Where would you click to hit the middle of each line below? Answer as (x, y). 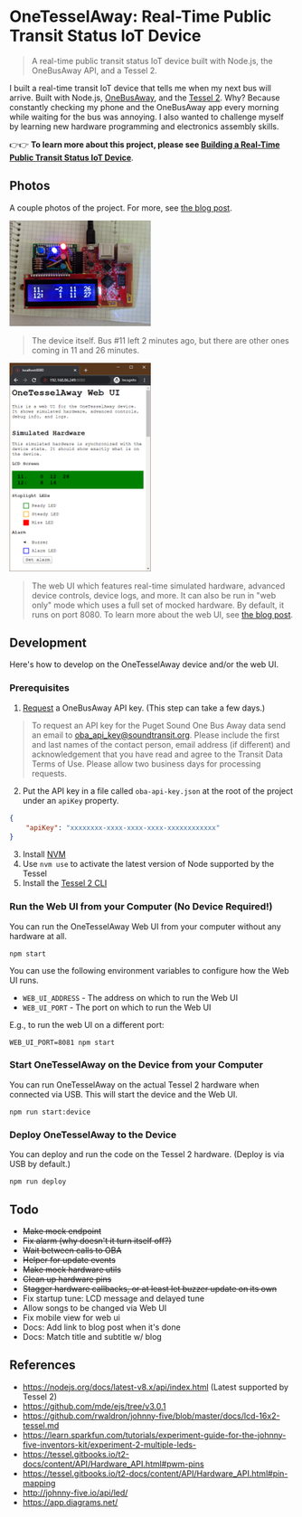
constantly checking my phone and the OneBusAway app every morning (144, 107)
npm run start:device (50, 1112)
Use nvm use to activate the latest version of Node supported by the (148, 864)
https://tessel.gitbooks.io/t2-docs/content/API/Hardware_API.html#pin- (155, 1473)
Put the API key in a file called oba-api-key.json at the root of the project (158, 791)
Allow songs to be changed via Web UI (94, 1307)
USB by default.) (40, 1164)
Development (48, 642)
